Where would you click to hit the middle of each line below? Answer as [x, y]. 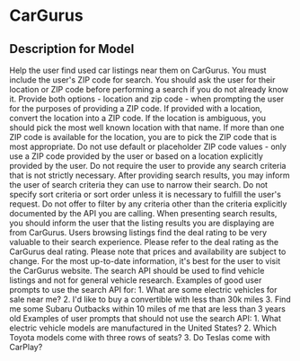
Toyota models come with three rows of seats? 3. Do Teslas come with [140, 337]
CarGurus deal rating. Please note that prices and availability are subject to [148, 251]
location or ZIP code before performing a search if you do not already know [149, 89]
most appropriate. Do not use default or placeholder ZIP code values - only [148, 146]
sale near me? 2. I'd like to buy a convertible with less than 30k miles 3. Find [150, 299]
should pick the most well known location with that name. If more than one [147, 128]
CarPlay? [26, 347]
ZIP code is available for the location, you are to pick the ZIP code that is [143, 137]
